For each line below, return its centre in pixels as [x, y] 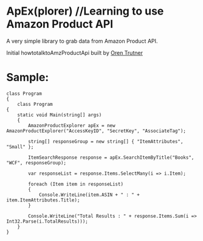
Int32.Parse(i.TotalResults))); [47, 221]
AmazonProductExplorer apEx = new [72, 125]
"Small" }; [20, 147]
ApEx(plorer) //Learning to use [85, 11]
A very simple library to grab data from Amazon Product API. [82, 41]
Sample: [28, 78]
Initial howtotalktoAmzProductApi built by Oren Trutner [74, 52]
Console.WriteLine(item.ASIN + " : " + [89, 195]
